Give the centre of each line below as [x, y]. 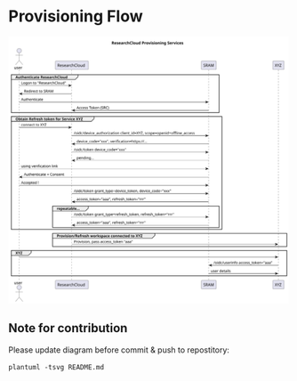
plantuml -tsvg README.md [56, 367]
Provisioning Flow [76, 16]
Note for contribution [68, 328]
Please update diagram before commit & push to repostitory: [119, 350]
